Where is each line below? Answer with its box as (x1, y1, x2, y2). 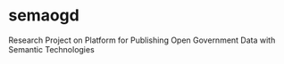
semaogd (8, 5, 79, 26)
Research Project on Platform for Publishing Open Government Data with (8, 35, 276, 45)
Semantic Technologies (8, 44, 95, 54)
